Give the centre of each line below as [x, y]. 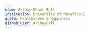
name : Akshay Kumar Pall [30, 9]
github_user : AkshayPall [30, 23]
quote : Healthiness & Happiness [37, 18]
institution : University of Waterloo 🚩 [45, 14]
